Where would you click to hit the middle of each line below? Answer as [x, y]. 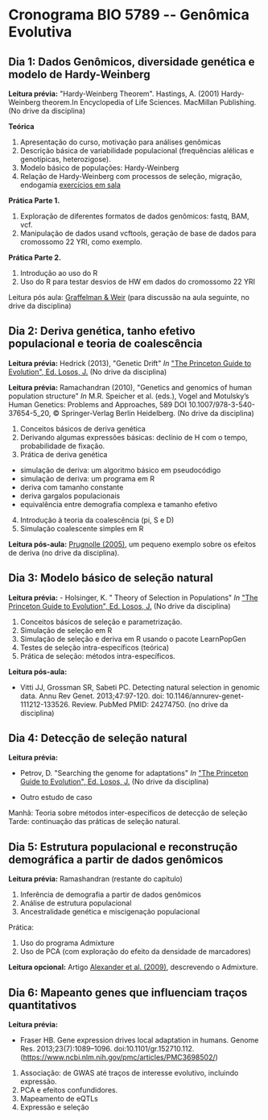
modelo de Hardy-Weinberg [79, 74]
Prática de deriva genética [64, 454]
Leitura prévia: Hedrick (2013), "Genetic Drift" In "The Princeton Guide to [130, 363]
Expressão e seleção [55, 1107]
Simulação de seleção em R [66, 630]
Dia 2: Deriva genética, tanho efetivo [102, 331]
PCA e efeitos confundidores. [69, 1090]
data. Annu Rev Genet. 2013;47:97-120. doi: [92, 696]
